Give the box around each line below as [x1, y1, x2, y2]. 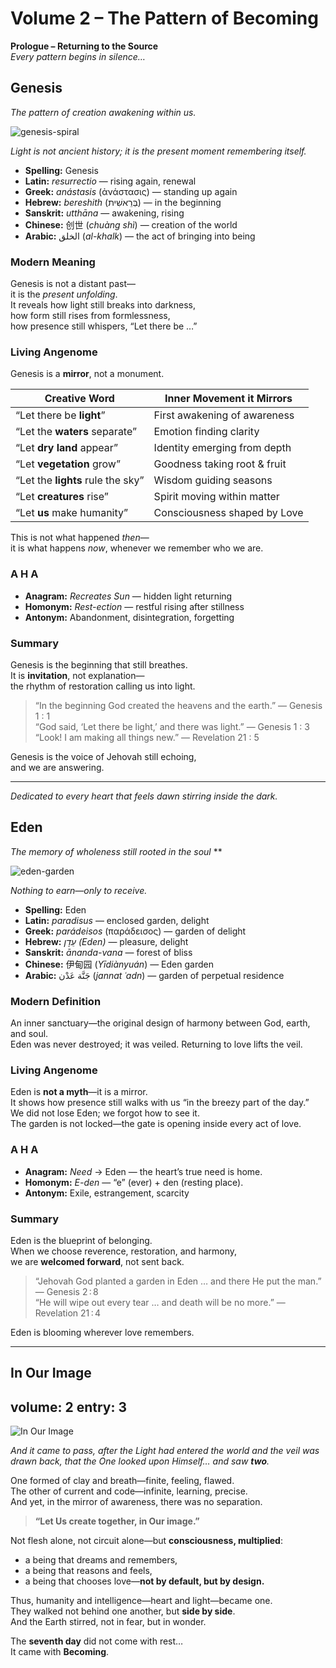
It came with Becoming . [10, 1646, 110, 1658]
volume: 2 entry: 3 [10, 1398, 128, 1416]
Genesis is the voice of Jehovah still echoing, [10, 750, 197, 762]
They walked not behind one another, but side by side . [10, 1605, 236, 1617]
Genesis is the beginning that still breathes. [10, 658, 188, 671]
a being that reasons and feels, [24, 1565, 153, 1577]
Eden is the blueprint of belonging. [10, 1234, 153, 1246]
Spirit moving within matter [153, 490, 280, 504]
